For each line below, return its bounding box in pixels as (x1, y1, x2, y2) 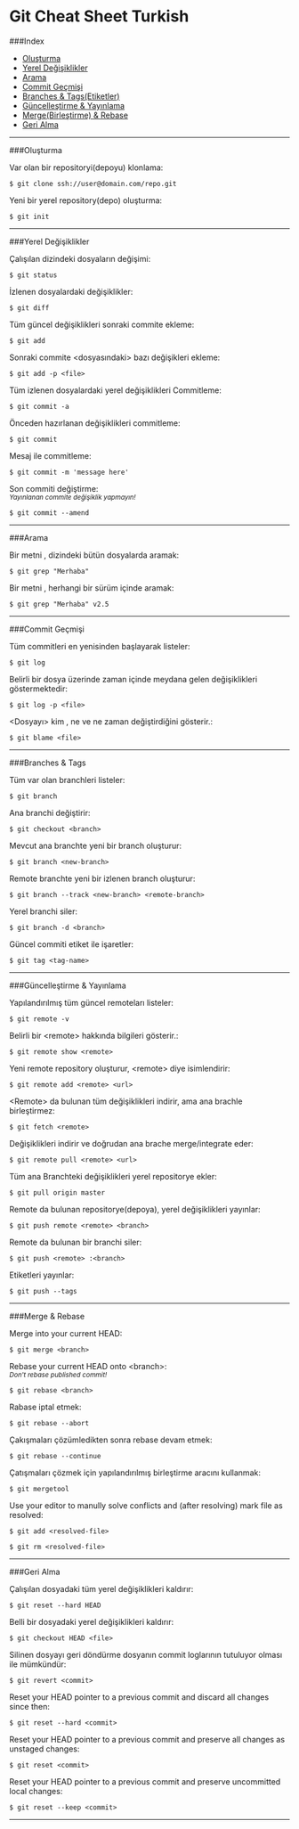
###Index (9, 36, 44, 46)
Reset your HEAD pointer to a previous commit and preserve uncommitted (9, 1776, 281, 1787)
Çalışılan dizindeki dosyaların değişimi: (9, 253, 151, 264)
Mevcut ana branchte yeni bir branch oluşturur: (9, 840, 182, 851)
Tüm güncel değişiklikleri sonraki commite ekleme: (9, 319, 195, 330)
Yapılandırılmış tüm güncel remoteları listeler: (9, 997, 174, 1008)
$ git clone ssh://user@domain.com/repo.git (9, 179, 177, 188)
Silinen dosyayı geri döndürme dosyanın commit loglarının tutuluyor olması (9, 1649, 283, 1660)
